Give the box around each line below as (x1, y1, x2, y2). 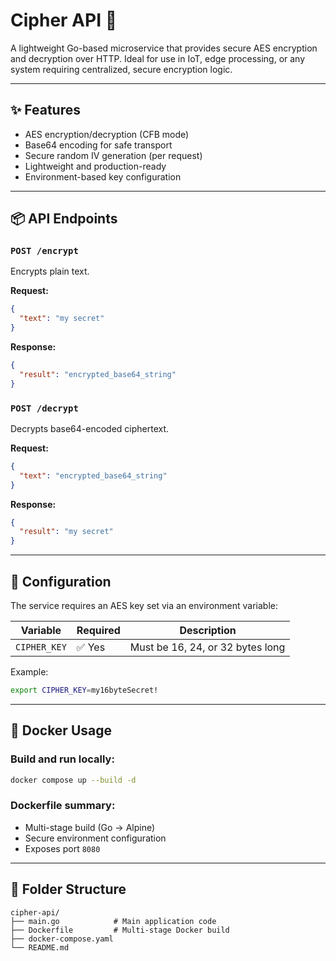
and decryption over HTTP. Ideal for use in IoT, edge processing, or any (10, 52, 306, 64)
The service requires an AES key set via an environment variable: (10, 600, 278, 612)
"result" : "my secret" (19, 527, 114, 537)
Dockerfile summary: (10, 799, 116, 813)
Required (76, 624, 121, 638)
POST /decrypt (10, 402, 79, 414)
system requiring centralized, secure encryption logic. (10, 63, 233, 75)
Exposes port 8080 (24, 842, 101, 854)
